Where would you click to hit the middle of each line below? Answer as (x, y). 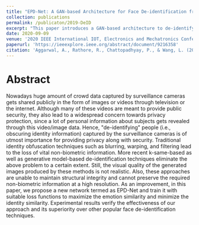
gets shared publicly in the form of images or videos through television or (96, 102)
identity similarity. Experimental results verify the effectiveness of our (91, 202)
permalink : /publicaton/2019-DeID (49, 22)
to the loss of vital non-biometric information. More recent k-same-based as (99, 152)
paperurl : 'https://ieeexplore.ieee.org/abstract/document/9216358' (92, 45)
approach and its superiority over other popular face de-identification (91, 209)
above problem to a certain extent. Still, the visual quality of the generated (96, 165)
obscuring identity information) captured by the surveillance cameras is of (97, 133)
